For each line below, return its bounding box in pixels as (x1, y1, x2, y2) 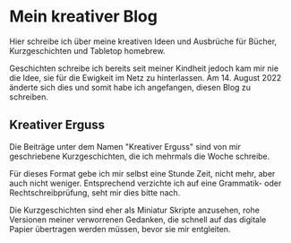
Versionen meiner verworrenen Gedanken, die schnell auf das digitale (9, 213, 267, 225)
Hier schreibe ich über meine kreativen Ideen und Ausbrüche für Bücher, (9, 36, 278, 47)
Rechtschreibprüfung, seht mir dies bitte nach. (9, 187, 181, 198)
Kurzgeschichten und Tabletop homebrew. (9, 45, 166, 56)
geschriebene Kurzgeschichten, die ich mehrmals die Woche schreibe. (9, 151, 270, 161)
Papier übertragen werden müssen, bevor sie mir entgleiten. (9, 223, 231, 234)
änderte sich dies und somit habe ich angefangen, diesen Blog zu (9, 82, 252, 92)
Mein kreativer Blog (9, 6, 158, 27)
